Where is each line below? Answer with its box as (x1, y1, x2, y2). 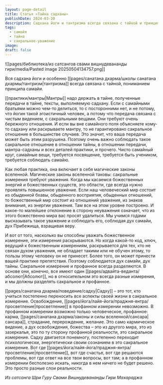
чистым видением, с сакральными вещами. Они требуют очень (5, 116, 138, 122)
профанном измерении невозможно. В (72, 303, 154, 309)
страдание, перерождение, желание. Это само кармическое (27, 319, 155, 324)
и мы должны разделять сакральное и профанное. (5, 278, 111, 284)
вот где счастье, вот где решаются (70, 350, 143, 355)
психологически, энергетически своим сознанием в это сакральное (5, 339, 148, 345)
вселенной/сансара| (106, 313, 149, 320)
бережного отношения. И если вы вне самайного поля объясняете (5, 121, 145, 126)
